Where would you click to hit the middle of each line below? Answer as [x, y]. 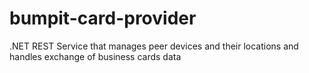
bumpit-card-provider [103, 18]
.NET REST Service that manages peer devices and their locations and [154, 46]
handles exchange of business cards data [95, 56]
